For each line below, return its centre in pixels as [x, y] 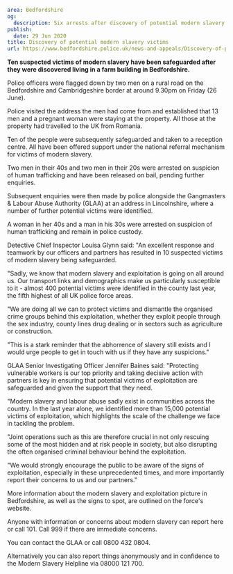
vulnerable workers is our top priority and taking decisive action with [105, 373]
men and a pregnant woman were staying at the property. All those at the [112, 119]
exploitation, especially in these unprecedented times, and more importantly [116, 472]
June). [16, 98]
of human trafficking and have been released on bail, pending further [106, 175]
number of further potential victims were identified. [80, 211]
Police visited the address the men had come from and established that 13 [113, 111]
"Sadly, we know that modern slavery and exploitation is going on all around [115, 273]
